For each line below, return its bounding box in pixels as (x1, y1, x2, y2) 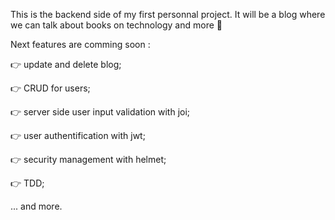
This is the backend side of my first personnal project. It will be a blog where (10, 9, 326, 20)
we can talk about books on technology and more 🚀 (10, 19, 223, 31)
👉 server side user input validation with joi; (10, 106, 191, 118)
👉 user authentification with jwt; (10, 130, 146, 141)
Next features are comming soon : (10, 39, 151, 50)
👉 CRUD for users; (10, 82, 91, 94)
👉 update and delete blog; (10, 59, 122, 70)
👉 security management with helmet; (10, 154, 167, 165)
